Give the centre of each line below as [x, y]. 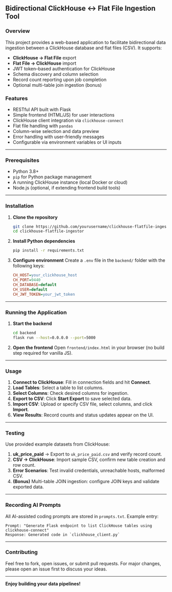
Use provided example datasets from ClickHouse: [58, 444]
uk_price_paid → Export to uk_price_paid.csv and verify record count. [87, 454]
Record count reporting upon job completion [59, 80]
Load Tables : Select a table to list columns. [58, 388]
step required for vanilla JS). [42, 353]
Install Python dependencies [44, 241]
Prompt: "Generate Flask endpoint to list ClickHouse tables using [79, 526]
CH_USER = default [30, 290]
